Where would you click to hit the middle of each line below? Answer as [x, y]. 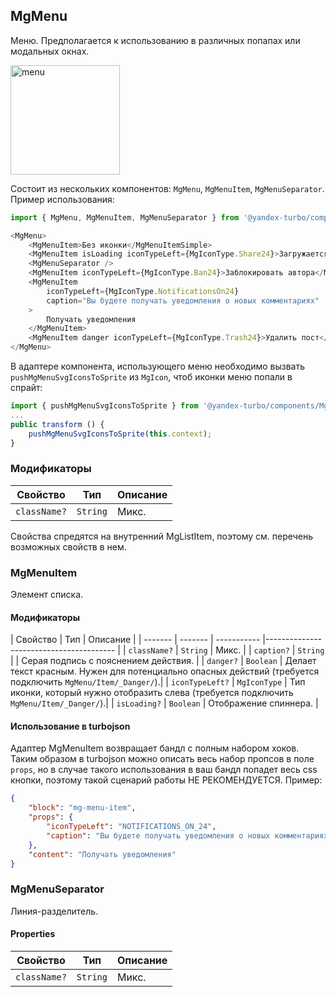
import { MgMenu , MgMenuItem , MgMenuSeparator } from [125, 217]
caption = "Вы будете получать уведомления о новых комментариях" [183, 300]
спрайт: [26, 388]
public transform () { [57, 424]
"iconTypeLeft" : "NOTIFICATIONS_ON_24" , [131, 827]
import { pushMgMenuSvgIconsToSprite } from [104, 406]
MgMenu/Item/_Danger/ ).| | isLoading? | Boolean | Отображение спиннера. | [164, 703]
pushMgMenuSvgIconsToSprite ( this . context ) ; [120, 434]
